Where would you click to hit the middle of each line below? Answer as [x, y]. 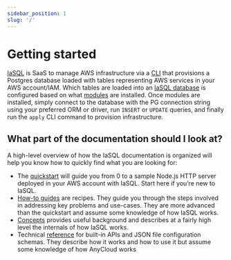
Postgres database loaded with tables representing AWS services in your [111, 81]
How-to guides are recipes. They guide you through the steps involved [118, 198]
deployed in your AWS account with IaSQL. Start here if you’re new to [116, 183]
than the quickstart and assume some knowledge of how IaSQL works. [118, 213]
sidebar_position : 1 [37, 13]
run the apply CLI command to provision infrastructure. [85, 117]
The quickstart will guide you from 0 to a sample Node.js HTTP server [117, 176]
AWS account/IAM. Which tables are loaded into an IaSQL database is [107, 88]
